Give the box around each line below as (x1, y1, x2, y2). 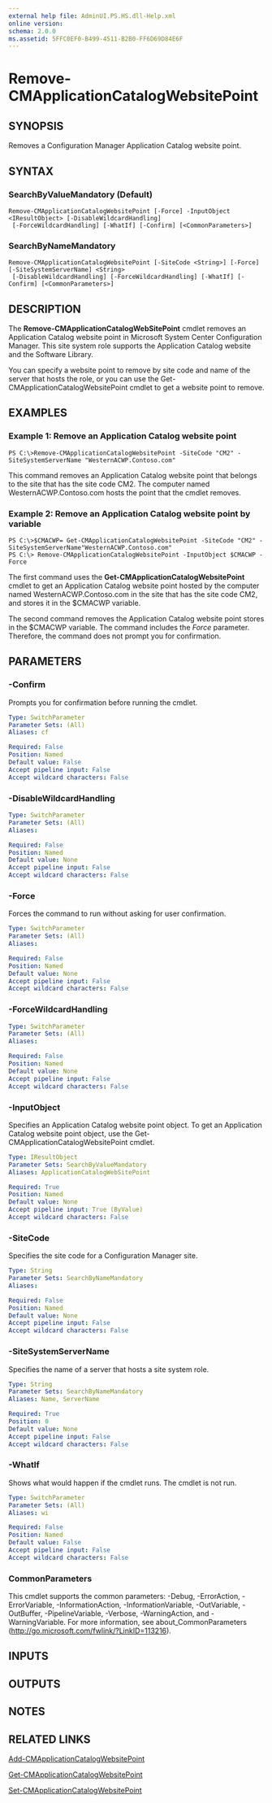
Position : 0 (8, 1418, 49, 1426)
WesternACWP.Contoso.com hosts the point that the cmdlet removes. (8, 487, 242, 497)
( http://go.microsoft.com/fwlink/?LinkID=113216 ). (8, 1626, 172, 1635)
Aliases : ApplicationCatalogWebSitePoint (8, 1168, 151, 1176)
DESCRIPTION (8, 302, 81, 316)
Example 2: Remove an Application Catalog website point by (8, 507, 251, 519)
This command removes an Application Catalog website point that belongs (8, 470, 257, 480)
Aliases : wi (8, 1509, 49, 1517)
